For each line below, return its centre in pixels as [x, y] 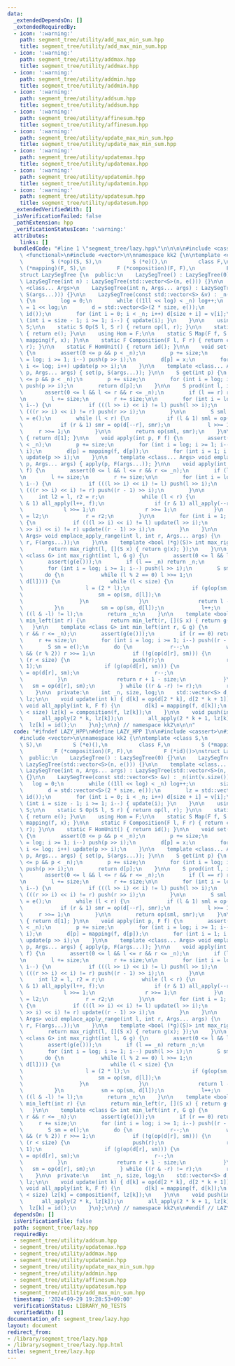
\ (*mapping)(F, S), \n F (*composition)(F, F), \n [108, 268]
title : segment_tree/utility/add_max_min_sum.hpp [94, 46]
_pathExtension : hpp [43, 223]
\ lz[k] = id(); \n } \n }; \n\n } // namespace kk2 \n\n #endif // [117, 1208]
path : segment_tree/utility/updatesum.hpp [83, 197]
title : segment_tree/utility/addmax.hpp [79, 66]
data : [15, 14]
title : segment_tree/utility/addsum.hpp [79, 105]
